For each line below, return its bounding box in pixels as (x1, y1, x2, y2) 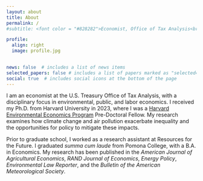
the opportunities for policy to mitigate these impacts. (6, 124, 140, 132)
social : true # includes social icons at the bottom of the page (6, 75, 177, 81)
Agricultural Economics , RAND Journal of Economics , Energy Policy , (6, 155, 177, 162)
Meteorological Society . (6, 168, 66, 175)
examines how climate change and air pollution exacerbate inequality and (6, 118, 189, 125)
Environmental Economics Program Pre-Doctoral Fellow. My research (6, 111, 178, 118)
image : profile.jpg (11, 48, 61, 54)
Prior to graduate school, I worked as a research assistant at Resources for (6, 136, 192, 143)
